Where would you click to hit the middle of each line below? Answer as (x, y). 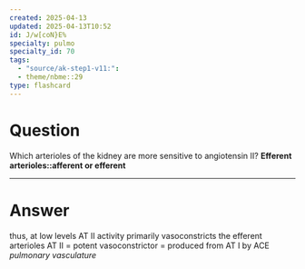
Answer (39, 210)
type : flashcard (40, 85)
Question (44, 130)
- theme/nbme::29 (50, 77)
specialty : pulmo (42, 43)
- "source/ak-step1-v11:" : (69, 69)
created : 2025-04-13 (49, 18)
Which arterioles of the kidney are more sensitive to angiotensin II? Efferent (151, 155)
